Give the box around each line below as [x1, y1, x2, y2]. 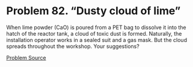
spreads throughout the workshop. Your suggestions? [6, 43, 139, 50]
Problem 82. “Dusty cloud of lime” [6, 4, 181, 18]
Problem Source [6, 54, 46, 61]
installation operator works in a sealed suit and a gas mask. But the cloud [6, 36, 188, 43]
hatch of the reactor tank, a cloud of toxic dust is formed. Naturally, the [6, 30, 182, 37]
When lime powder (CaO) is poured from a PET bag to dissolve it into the [6, 24, 186, 31]
